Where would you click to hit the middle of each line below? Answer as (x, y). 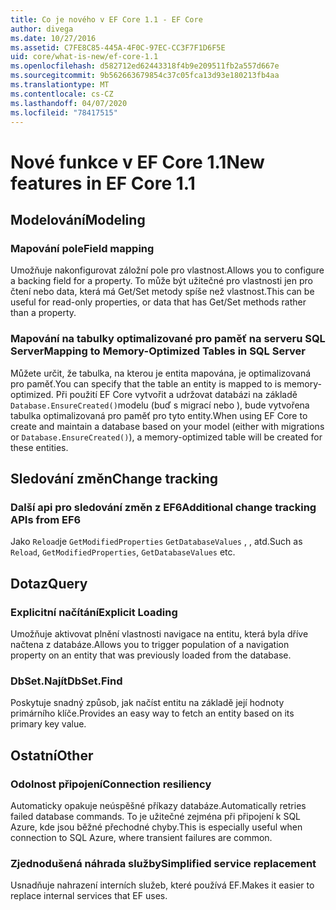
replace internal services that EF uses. (89, 896)
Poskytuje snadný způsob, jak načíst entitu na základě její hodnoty (147, 703)
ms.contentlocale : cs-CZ (62, 94)
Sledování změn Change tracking (114, 478)
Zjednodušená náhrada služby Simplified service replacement (163, 863)
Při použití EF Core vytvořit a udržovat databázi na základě (176, 394)
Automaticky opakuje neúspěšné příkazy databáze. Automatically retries (158, 805)
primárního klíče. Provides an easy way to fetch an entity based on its (152, 713)
